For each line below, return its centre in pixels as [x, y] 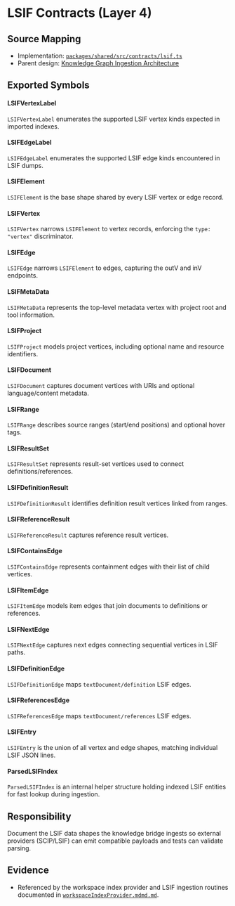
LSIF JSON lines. [32, 755]
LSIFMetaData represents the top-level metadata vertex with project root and [117, 307]
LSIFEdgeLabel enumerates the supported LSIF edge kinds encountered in [114, 158]
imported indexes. [33, 126]
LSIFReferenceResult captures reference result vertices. [88, 535]
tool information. [31, 315]
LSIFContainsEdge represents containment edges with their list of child [109, 567]
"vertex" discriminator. [40, 236]
